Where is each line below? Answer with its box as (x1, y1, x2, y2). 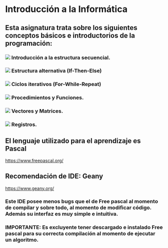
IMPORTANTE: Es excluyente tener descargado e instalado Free (5, 223, 163, 230)
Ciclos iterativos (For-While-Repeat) (11, 81, 101, 88)
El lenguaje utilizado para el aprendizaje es (5, 136, 141, 145)
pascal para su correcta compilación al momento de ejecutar (5, 230, 155, 237)
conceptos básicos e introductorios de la (5, 31, 135, 39)
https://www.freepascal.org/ (5, 157, 63, 163)
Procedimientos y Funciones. (11, 94, 84, 101)
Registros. (11, 121, 37, 128)
